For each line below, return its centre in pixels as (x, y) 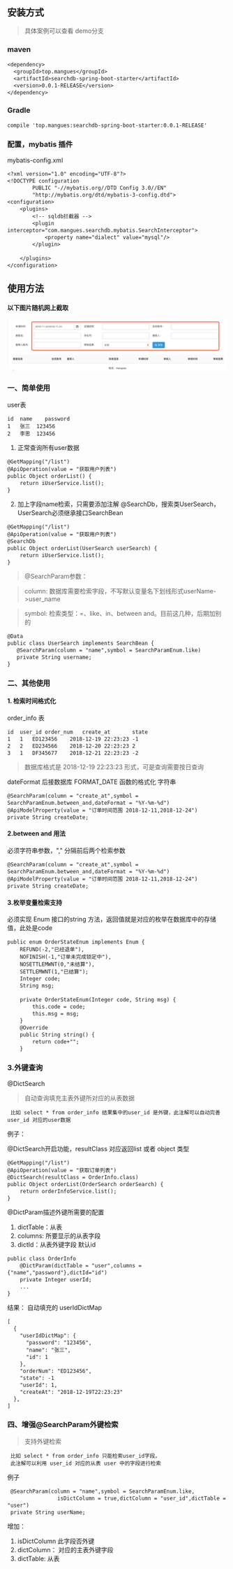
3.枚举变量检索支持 (35, 902)
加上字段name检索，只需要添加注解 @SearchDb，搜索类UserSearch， (118, 504)
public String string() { (58, 1035)
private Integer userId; (56, 1279)
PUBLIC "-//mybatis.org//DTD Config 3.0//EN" (100, 188)
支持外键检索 (43, 1441)
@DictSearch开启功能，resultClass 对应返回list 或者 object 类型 (98, 1148)
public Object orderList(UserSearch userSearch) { (82, 548)
